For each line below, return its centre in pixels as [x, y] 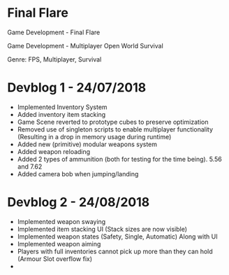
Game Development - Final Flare [54, 32]
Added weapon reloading [54, 151]
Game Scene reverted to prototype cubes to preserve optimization [113, 122]
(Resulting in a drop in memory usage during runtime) [94, 136]
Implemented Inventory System [62, 107]
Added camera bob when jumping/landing [78, 174]
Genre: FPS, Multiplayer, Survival [54, 59]
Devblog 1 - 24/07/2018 [77, 88]
